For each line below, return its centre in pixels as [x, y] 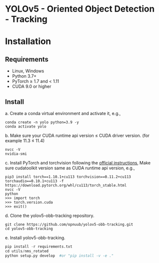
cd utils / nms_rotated [27, 251]
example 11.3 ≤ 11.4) [25, 141]
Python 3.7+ [24, 76]
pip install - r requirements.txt [39, 247]
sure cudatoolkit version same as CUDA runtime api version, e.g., [70, 168]
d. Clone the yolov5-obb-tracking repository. [50, 215]
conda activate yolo [26, 127]
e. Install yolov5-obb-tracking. [35, 238]
